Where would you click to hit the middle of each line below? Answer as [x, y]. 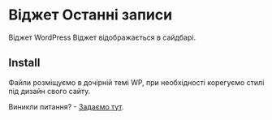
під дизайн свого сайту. [50, 91]
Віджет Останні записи [91, 15]
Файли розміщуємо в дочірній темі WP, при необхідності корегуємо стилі [136, 82]
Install [24, 63]
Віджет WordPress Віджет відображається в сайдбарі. [102, 37]
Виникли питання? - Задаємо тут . [66, 106]
